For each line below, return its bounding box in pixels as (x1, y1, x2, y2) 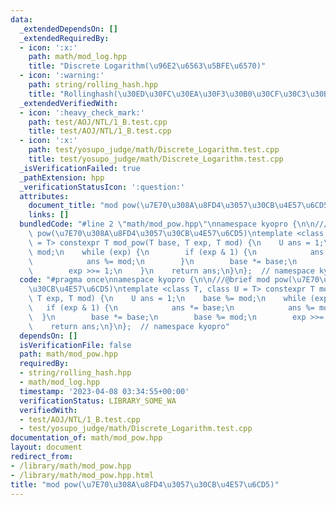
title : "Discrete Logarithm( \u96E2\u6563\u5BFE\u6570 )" (28, 61, 267, 71)
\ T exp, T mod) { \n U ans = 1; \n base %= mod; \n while (28, 294, 307, 304)
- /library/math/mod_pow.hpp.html (10, 470, 155, 480)
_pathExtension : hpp (19, 172, 105, 183)
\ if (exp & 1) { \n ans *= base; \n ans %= (28, 303, 315, 313)
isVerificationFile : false (19, 340, 132, 350)
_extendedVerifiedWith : (19, 98, 118, 108)
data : (10, 14, 33, 25)
